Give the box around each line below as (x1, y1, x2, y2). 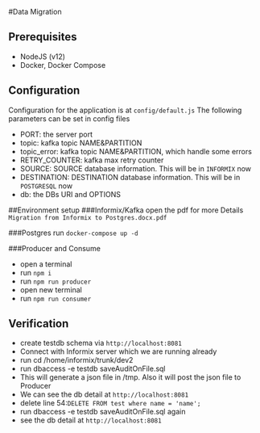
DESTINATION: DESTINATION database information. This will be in (19, 172, 241, 182)
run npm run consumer (19, 293, 92, 303)
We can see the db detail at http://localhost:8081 (19, 389, 189, 399)
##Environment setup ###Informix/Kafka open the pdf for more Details (8, 205, 244, 215)
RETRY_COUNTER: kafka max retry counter (19, 155, 164, 165)
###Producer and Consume (8, 243, 101, 253)
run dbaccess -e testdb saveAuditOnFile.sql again (19, 407, 186, 417)
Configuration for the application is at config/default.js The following (8, 105, 242, 115)
